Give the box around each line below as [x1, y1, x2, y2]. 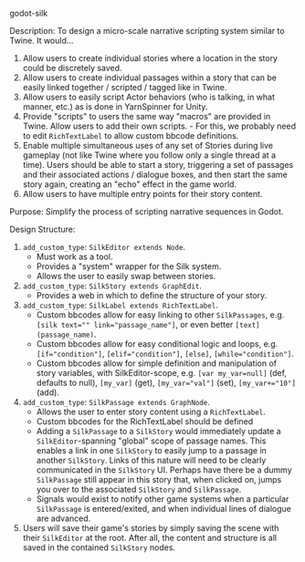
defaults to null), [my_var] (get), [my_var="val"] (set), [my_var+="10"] [36, 378, 297, 388]
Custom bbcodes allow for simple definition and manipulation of [36, 358, 278, 369]
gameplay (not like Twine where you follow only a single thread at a [22, 150, 277, 161]
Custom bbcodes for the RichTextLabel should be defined [36, 416, 254, 427]
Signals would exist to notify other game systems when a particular [36, 494, 289, 505]
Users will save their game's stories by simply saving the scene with [22, 523, 279, 533]
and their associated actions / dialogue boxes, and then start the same [22, 169, 288, 180]
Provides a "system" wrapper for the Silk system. [36, 261, 222, 272]
